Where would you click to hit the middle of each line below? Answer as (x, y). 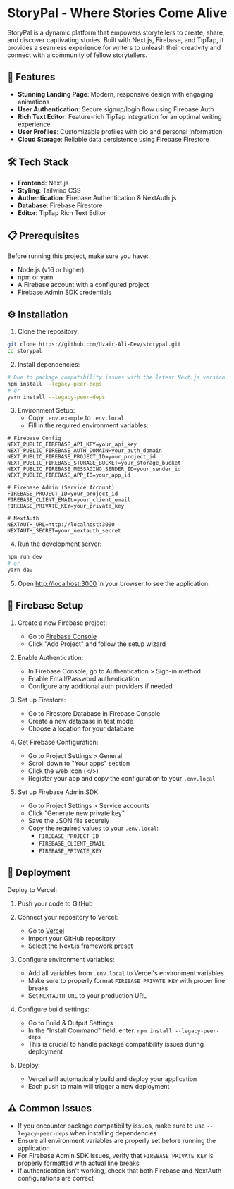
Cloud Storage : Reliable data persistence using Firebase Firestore (113, 139)
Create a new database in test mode (81, 721)
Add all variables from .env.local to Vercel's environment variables (126, 973)
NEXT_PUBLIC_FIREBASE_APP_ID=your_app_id (69, 475)
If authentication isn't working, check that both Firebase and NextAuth (119, 1170)
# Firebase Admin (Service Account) (61, 488)
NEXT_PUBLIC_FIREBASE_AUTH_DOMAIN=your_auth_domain (85, 451)
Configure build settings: (53, 1009)
